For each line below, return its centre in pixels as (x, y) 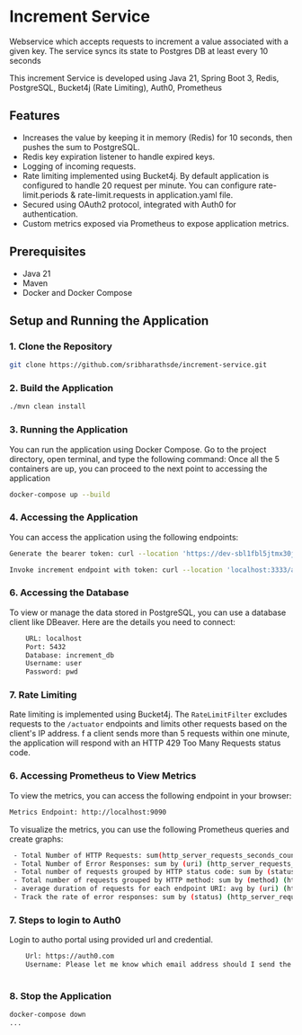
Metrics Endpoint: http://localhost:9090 (88, 812)
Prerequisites (48, 252)
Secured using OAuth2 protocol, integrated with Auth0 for (129, 204)
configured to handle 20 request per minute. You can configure (139, 185)
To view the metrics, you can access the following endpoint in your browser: (151, 795)
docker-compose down (48, 1015)
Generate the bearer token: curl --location (94, 553)
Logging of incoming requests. (79, 166)
